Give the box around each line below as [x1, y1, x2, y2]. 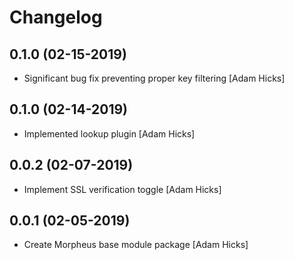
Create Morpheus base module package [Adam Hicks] [23, 239, 249, 251]
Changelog [9, 6, 103, 29]
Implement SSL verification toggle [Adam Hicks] [23, 183, 222, 195]
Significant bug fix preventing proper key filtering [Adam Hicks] [23, 72, 286, 84]
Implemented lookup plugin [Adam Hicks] [23, 127, 196, 140]
